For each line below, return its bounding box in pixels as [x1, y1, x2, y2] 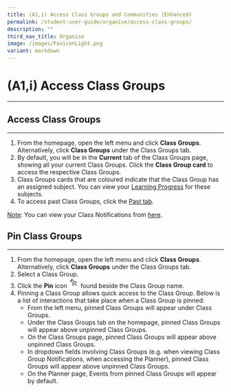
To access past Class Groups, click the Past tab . [16, 197, 154, 205]
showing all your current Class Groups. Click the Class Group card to [16, 161, 213, 169]
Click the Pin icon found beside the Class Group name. [16, 281, 184, 289]
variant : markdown [7, 48, 60, 54]
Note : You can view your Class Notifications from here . [7, 210, 163, 218]
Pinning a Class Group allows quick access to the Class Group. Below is [16, 289, 221, 297]
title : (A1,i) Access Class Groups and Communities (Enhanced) [7, 11, 192, 18]
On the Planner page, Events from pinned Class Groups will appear [27, 369, 217, 378]
